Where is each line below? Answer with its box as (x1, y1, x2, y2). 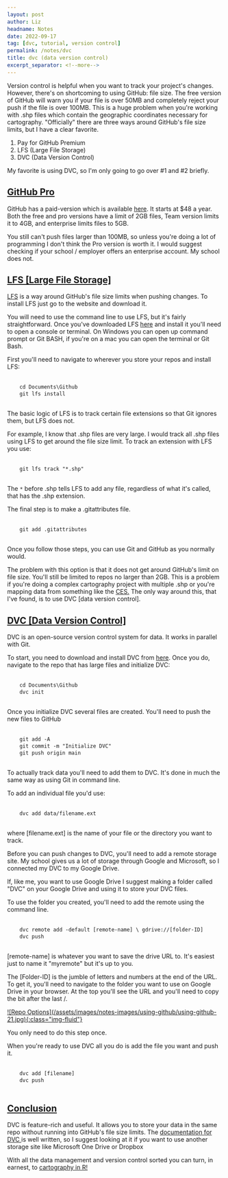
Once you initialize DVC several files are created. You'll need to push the (7, 708, 211, 716)
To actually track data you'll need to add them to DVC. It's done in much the (7, 769, 220, 777)
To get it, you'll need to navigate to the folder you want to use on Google (7, 980, 211, 989)
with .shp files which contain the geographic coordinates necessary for (7, 111, 208, 119)
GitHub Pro (7, 186, 55, 198)
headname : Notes (7, 25, 53, 32)
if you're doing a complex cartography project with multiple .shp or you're (7, 580, 215, 588)
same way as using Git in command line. (7, 776, 121, 784)
